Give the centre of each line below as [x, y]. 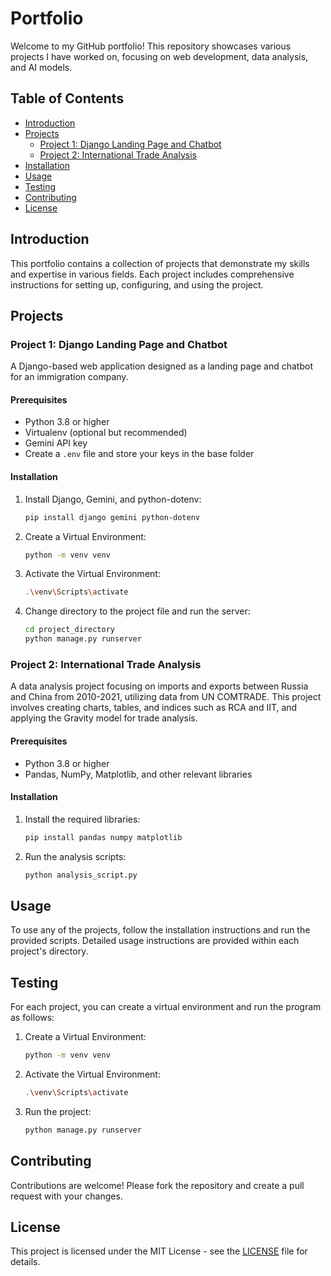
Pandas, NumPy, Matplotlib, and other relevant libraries [138, 774]
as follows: [32, 1018]
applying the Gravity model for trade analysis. [104, 718]
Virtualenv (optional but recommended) [106, 433]
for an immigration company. [69, 377]
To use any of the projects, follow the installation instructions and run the [160, 930]
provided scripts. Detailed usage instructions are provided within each [155, 941]
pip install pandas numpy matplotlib [103, 837]
